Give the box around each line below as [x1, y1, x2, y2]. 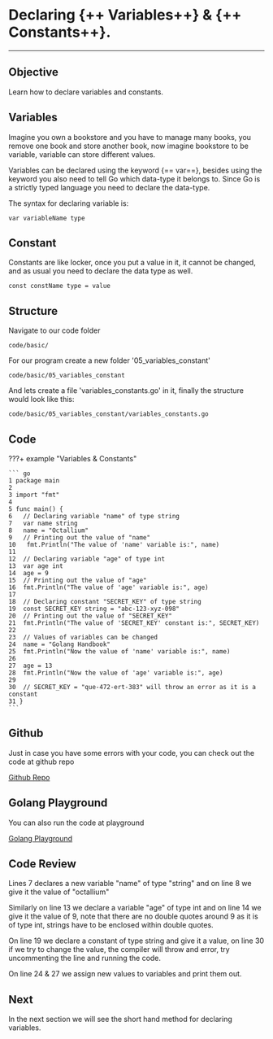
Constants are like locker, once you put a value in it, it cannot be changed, [8, 258, 256, 268]
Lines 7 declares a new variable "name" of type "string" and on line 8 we [8, 879, 252, 888]
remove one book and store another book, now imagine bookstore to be [8, 141, 249, 151]
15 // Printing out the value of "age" [8, 576, 148, 584]
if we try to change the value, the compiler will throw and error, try [8, 945, 230, 954]
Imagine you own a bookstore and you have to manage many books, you [8, 132, 252, 142]
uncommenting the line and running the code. [8, 954, 161, 963]
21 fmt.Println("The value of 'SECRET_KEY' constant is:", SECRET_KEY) [8, 619, 260, 627]
